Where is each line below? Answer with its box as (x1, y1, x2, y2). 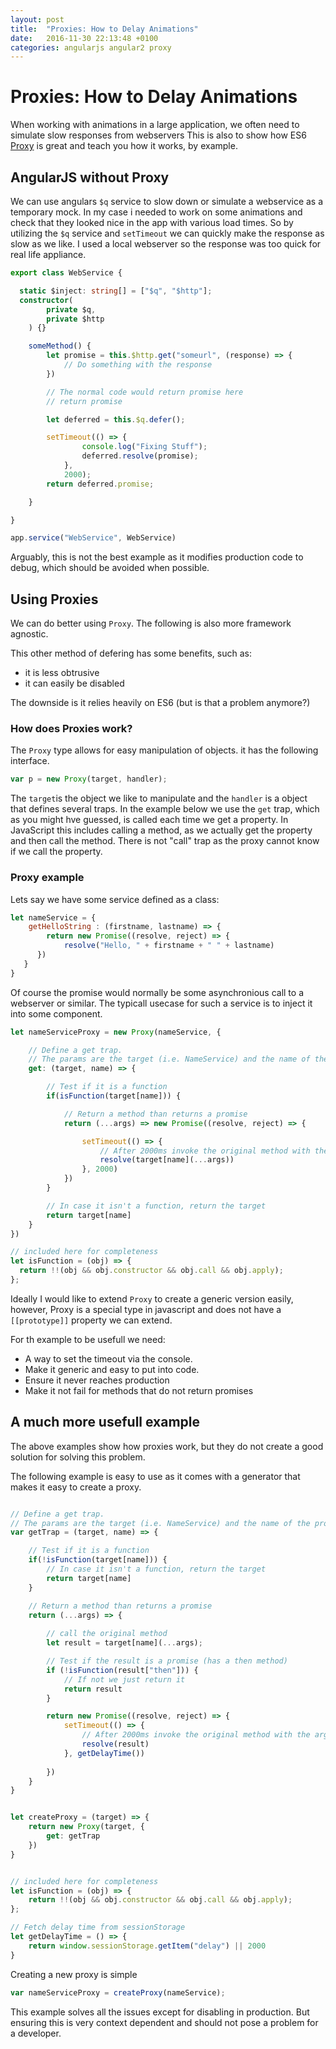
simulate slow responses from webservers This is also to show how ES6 (10, 129, 307, 141)
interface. (10, 755, 50, 767)
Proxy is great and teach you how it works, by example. (10, 140, 238, 152)
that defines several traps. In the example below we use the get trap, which (10, 803, 320, 815)
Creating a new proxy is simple (10, 1968, 138, 1980)
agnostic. (10, 628, 49, 640)
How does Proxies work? (10, 721, 133, 735)
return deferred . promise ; (46, 479, 155, 489)
